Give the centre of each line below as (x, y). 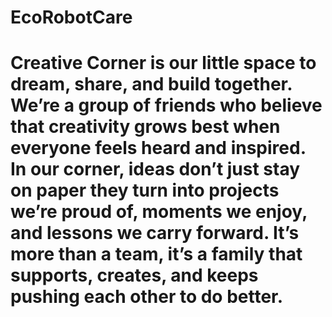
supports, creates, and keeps (134, 275)
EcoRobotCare (71, 17)
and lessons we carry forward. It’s (155, 233)
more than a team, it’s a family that (156, 254)
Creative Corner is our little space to (163, 63)
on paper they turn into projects (145, 190)
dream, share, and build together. (151, 84)
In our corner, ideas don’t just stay (155, 169)
